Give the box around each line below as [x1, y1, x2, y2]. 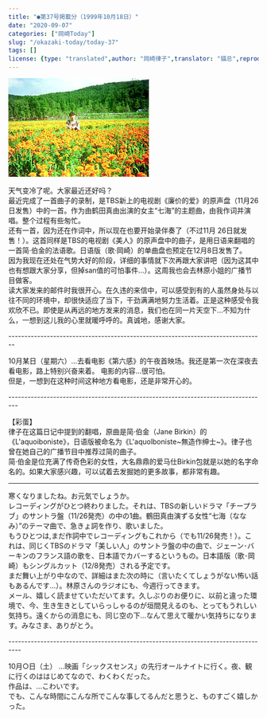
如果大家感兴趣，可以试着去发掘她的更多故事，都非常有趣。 [29, 467, 224, 476]
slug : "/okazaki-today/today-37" [8, 38, 119, 46]
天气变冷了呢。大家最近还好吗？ [8, 186, 113, 195]
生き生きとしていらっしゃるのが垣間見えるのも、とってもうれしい [42, 601, 257, 610]
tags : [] [8, 46, 37, 55]
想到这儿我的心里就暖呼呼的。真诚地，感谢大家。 [29, 316, 189, 324]
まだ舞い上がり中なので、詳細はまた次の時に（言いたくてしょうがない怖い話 [8, 571, 259, 580]
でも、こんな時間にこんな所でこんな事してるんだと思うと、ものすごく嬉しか [8, 692, 258, 700]
